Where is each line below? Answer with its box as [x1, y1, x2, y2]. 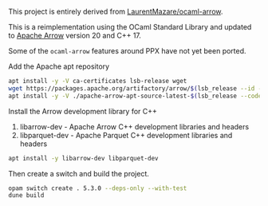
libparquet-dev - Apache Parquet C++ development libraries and [19, 130, 233, 140]
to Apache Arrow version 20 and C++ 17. [8, 31, 142, 40]
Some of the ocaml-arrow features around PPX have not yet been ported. [8, 46, 246, 55]
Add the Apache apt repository [8, 61, 110, 71]
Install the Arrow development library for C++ [8, 106, 158, 116]
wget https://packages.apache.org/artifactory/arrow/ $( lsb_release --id [8, 84, 255, 93]
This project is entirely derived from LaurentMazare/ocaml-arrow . [8, 7, 223, 16]
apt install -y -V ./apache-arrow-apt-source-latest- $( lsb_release [8, 92, 238, 100]
